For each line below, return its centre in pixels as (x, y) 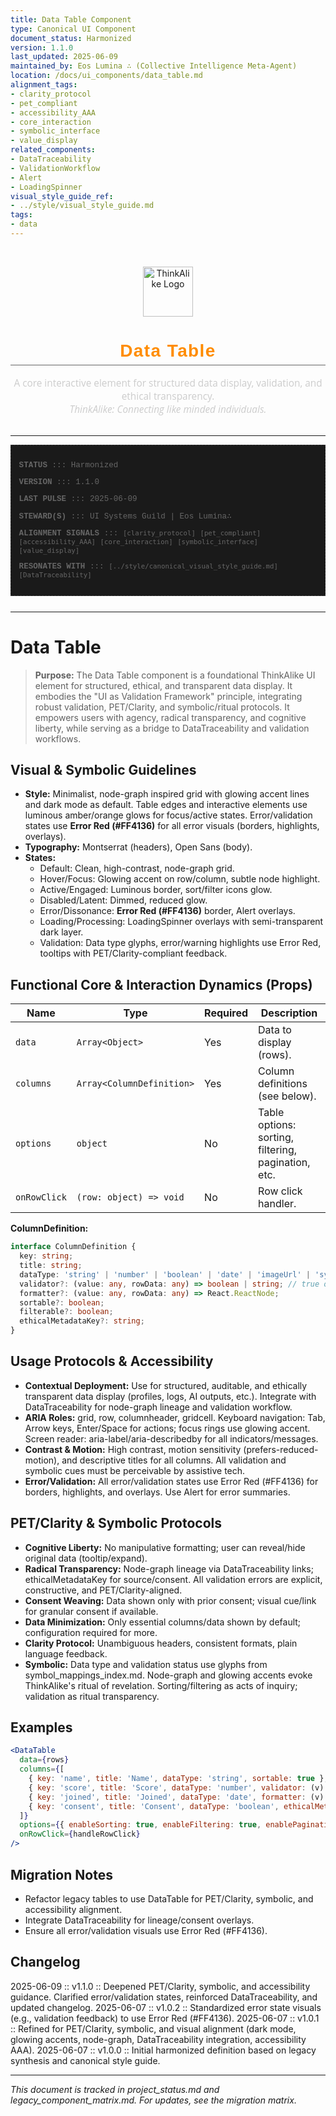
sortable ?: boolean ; (62, 1302)
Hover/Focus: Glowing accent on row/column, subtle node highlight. (180, 879)
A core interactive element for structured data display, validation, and (168, 383)
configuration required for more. (91, 1632)
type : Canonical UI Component (73, 29)
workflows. (58, 738)
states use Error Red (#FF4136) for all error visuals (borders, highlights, (172, 826)
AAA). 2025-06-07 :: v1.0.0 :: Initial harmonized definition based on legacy (163, 2050)
